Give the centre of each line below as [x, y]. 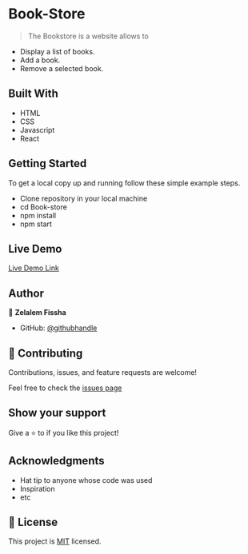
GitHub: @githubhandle [58, 328]
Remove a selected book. [62, 68]
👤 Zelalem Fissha [37, 313]
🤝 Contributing [46, 353]
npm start [36, 224]
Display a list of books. [57, 51]
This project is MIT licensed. [55, 541]
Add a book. [40, 60]
